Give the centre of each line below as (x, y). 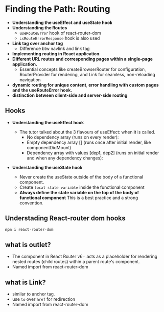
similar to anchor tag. (34, 294)
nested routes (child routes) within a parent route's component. (76, 262)
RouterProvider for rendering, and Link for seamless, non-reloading (87, 74)
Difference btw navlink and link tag (54, 48)
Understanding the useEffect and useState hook (62, 22)
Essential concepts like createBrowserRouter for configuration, (83, 69)
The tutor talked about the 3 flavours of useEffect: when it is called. (87, 132)
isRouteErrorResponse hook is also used (60, 38)
